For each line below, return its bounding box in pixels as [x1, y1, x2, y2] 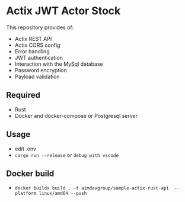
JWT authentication [14, 54, 63, 61]
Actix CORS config [14, 41, 60, 49]
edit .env [14, 145, 37, 152]
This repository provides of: [6, 24, 74, 31]
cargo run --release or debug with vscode [14, 151, 119, 158]
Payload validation [14, 73, 60, 80]
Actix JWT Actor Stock [6, 4, 121, 18]
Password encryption [14, 66, 67, 73]
